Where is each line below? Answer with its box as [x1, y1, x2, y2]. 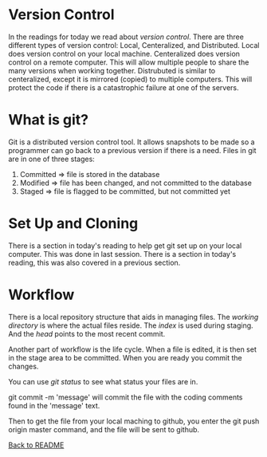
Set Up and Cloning [8, 215, 139, 233]
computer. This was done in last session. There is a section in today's [8, 249, 237, 258]
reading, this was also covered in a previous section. [8, 258, 181, 267]
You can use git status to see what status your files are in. [8, 376, 198, 386]
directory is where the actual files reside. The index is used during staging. [8, 321, 253, 330]
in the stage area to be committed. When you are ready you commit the [8, 353, 242, 362]
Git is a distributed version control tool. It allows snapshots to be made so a [8, 137, 255, 147]
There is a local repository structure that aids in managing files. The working [8, 312, 259, 321]
